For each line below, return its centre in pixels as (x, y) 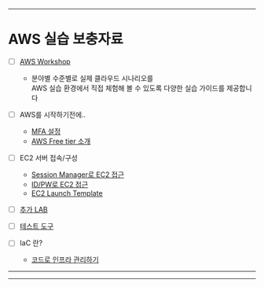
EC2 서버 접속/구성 (49, 158)
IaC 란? (31, 243)
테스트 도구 (37, 226)
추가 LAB (34, 210)
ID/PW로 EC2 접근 (60, 185)
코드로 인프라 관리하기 (65, 259)
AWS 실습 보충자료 (66, 39)
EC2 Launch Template (67, 193)
